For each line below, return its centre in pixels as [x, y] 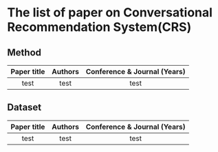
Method [24, 52]
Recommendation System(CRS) [99, 27]
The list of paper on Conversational [110, 13]
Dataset [24, 107]
